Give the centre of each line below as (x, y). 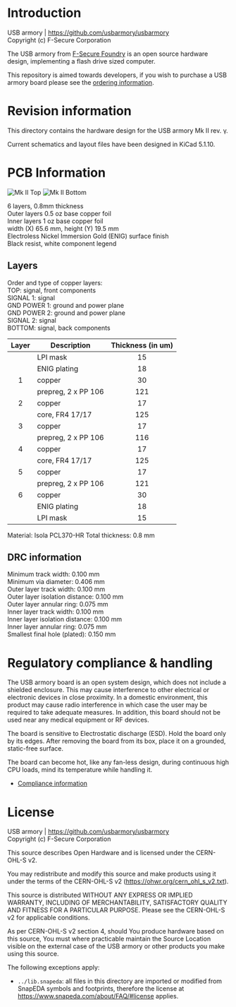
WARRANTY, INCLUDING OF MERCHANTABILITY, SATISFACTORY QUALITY (117, 902)
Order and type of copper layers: (55, 282)
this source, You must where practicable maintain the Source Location (109, 939)
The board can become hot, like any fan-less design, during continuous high (118, 762)
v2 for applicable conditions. (49, 918)
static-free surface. (35, 749)
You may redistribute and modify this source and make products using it (112, 874)
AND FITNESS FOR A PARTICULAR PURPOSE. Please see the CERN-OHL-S (116, 910)
